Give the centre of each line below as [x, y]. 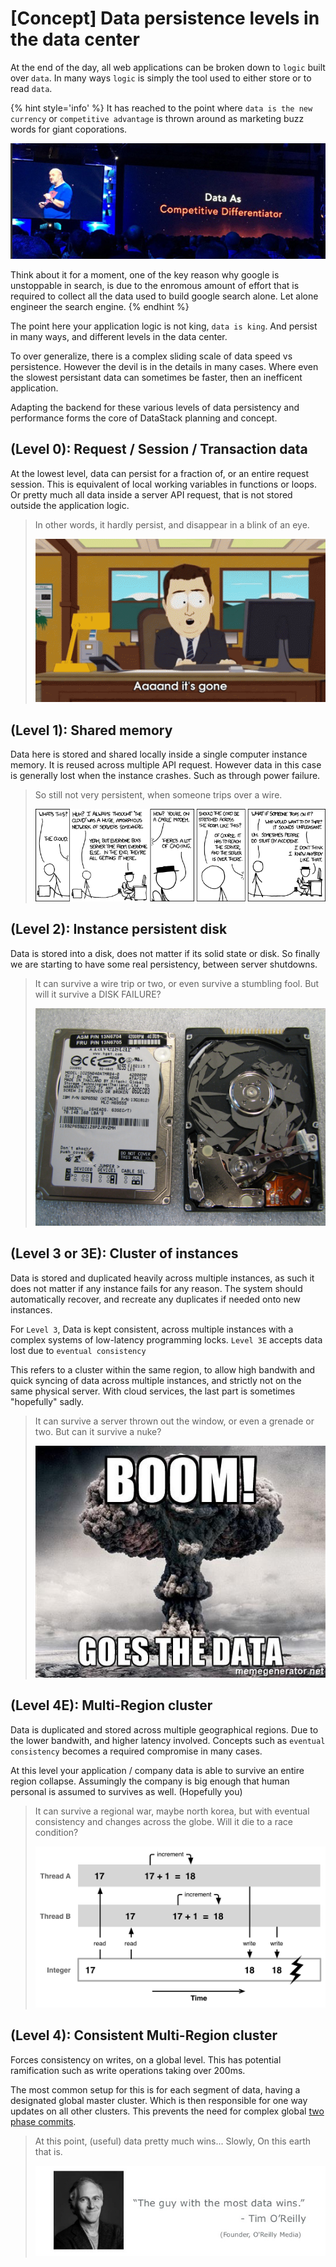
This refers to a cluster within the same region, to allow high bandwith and [163, 1369]
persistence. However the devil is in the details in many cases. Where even [164, 366]
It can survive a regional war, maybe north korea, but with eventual [172, 1811]
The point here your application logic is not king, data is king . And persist [164, 326]
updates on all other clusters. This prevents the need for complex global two [167, 2111]
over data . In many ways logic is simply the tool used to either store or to [161, 78]
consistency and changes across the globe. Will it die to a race [163, 1821]
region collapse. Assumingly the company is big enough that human [150, 1781]
